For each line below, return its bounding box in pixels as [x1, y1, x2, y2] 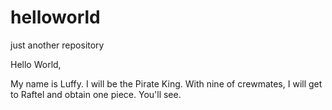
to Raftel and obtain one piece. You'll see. [10, 88, 182, 100]
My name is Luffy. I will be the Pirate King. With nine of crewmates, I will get [10, 77, 323, 90]
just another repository [10, 39, 105, 51]
